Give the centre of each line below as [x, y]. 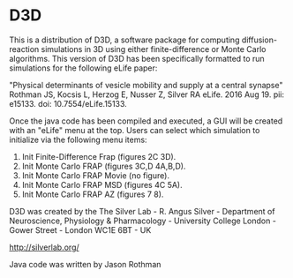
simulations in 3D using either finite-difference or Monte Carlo [154, 49]
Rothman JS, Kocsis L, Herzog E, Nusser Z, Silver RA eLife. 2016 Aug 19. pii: [147, 94]
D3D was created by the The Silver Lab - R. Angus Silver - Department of [142, 211]
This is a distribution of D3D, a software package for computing [124, 40]
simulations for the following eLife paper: [83, 68]
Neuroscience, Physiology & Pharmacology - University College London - [143, 221]
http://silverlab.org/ [44, 247]
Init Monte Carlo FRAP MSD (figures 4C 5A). [102, 184]
